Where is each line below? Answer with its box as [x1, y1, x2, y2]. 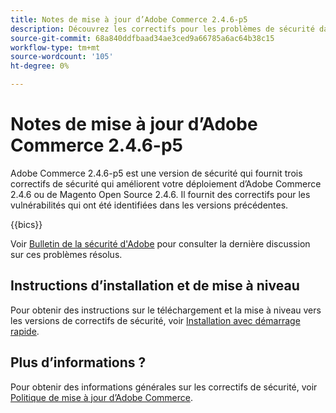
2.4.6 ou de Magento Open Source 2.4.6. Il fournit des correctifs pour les [10, 188, 311, 200]
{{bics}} [10, 218, 43, 230]
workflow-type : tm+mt [10, 42, 101, 53]
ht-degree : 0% [10, 61, 70, 71]
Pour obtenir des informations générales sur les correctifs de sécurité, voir [10, 381, 318, 393]
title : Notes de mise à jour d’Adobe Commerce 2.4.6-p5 [10, 14, 248, 25]
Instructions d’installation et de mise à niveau [10, 277, 300, 295]
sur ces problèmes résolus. [10, 248, 123, 260]
